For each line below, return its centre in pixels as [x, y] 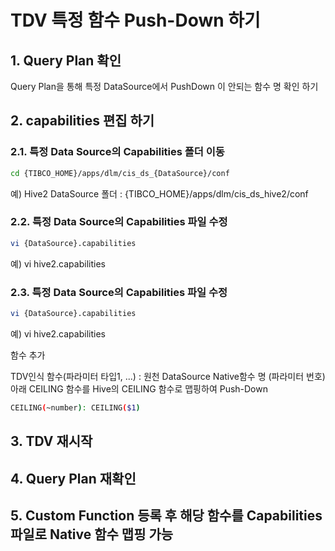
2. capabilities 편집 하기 [82, 121]
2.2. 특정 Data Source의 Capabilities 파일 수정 [119, 222]
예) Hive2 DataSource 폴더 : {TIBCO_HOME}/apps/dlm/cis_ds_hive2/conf [159, 193]
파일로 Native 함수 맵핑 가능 [92, 534]
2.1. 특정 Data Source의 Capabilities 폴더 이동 [117, 152]
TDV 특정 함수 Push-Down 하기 [135, 20]
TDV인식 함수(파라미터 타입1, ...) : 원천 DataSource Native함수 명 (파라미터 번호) [168, 376]
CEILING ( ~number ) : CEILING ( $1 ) [75, 407]
